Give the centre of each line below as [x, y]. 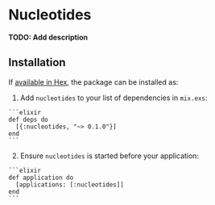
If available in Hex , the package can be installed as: [93, 82]
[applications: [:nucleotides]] [70, 184]
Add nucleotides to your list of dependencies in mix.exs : [114, 98]
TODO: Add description [48, 37]
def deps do [28, 119]
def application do [41, 178]
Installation [37, 63]
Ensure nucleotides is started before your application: [110, 156]
